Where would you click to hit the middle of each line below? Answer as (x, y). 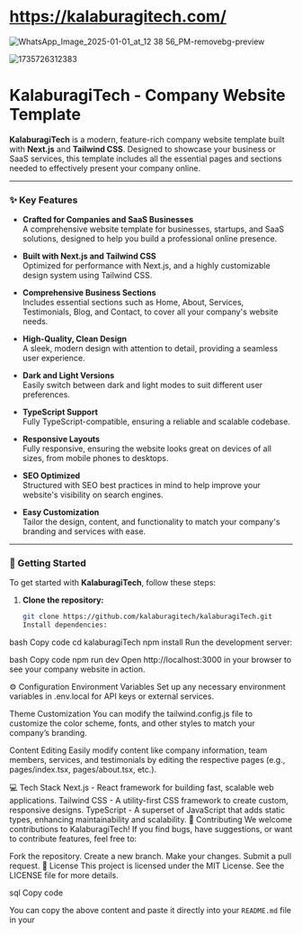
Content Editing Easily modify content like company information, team (138, 750)
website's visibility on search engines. (93, 495)
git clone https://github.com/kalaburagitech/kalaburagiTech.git (147, 617)
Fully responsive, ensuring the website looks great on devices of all (147, 449)
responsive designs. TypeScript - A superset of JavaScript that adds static (147, 810)
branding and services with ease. (84, 531)
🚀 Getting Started (48, 563)
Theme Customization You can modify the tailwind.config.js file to (131, 714)
